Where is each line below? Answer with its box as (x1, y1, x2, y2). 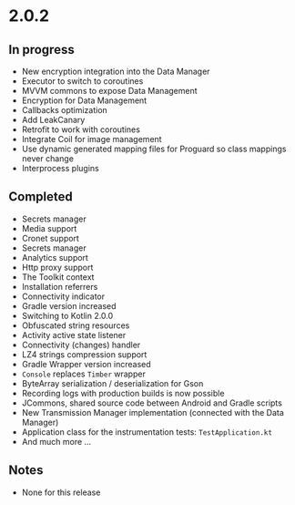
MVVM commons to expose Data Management (21, 86, 198, 96)
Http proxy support (21, 262, 94, 273)
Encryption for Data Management (21, 95, 147, 106)
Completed (8, 189, 74, 205)
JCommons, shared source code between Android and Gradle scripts (21, 397, 283, 408)
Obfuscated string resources (21, 320, 130, 331)
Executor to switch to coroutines (21, 76, 144, 87)
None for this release (21, 487, 101, 498)
